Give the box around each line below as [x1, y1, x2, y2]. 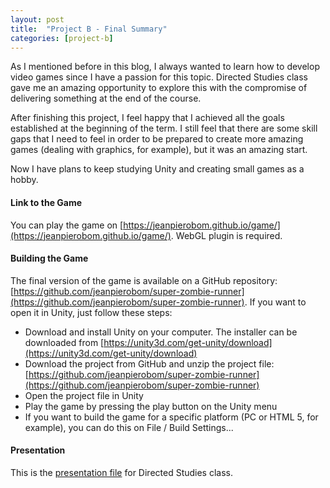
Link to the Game [10, 196, 83, 208]
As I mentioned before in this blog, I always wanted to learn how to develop [10, 61, 320, 73]
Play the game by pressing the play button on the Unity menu [24, 400, 278, 412]
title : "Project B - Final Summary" [10, 24, 168, 34]
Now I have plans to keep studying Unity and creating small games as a [10, 163, 305, 175]
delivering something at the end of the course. [10, 92, 202, 105]
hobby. [10, 174, 39, 186]
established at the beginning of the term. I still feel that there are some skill [10, 122, 318, 135]
